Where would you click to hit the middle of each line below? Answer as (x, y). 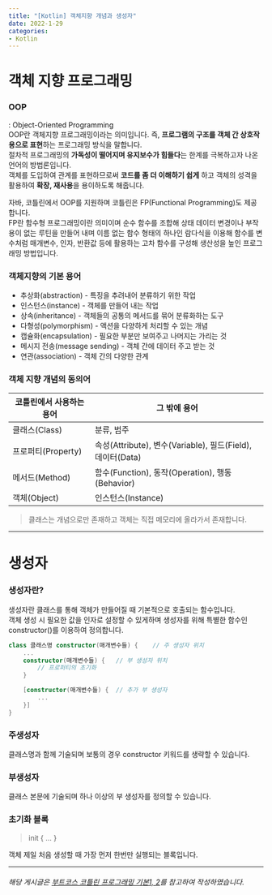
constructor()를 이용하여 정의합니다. (66, 630)
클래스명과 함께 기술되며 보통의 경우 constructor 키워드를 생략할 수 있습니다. (129, 754)
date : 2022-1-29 (36, 24)
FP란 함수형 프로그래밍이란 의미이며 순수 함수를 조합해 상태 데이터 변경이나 (126, 222)
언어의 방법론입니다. (40, 165)
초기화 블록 (29, 820)
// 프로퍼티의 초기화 (67, 668)
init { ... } (42, 837)
